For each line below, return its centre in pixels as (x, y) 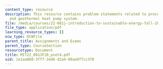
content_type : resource (29, 9)
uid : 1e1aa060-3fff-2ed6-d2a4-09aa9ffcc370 (50, 59)
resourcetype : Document (29, 50)
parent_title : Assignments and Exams (43, 41)
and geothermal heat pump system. (44, 18)
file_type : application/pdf (33, 28)
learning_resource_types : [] (34, 32)
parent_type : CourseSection (33, 46)
